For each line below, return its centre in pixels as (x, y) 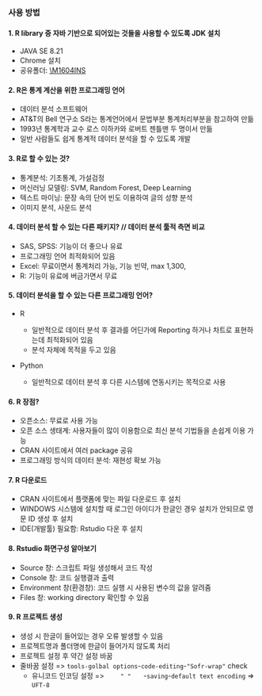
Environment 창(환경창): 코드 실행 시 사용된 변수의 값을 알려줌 (115, 587)
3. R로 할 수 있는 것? (39, 158)
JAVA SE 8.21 (41, 51)
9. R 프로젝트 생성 (36, 617)
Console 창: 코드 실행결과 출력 (67, 577)
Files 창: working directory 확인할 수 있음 (84, 597)
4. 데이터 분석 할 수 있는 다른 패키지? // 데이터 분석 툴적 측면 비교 (107, 227)
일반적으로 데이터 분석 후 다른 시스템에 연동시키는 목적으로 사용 (129, 381)
